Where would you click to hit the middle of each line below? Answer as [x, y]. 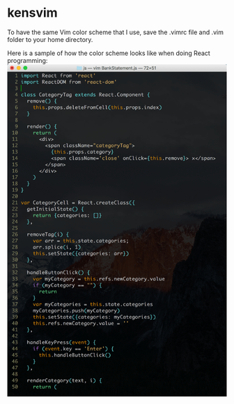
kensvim [32, 13]
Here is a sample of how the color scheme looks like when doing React [109, 53]
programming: [28, 60]
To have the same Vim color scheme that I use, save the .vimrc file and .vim [116, 32]
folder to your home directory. [50, 39]
